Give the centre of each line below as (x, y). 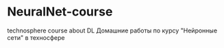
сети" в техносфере (36, 37)
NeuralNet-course (60, 12)
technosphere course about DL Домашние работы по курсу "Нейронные (112, 30)
